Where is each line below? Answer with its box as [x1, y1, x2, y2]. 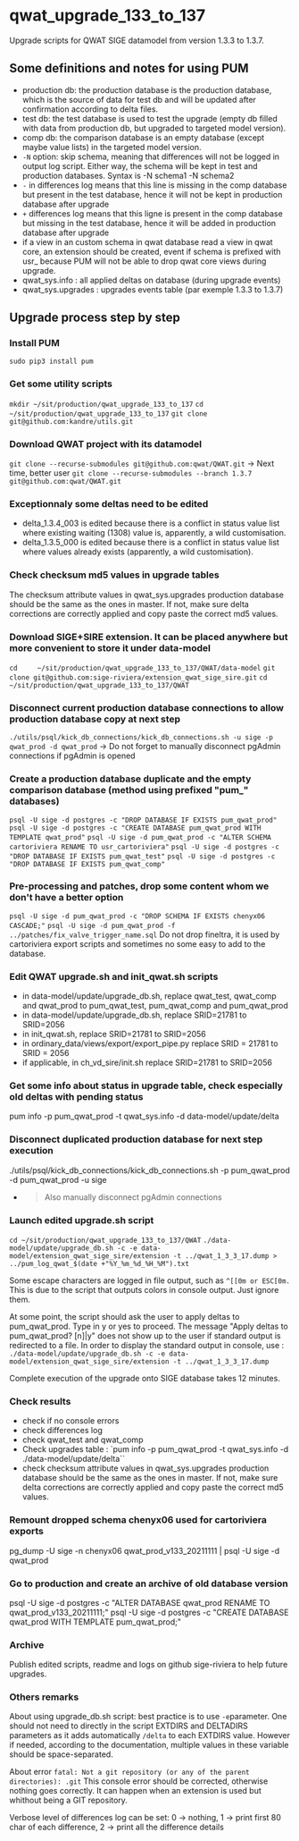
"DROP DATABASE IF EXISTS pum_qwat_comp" [9, 859, 166, 868]
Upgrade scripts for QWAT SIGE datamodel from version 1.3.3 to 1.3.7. [9, 35, 265, 46]
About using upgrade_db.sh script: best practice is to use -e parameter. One [9, 1711, 287, 1722]
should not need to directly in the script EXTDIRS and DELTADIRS [9, 1720, 248, 1731]
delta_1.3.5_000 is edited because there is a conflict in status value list [21, 537, 279, 548]
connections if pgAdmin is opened [9, 750, 136, 761]
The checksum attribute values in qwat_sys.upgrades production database [9, 589, 284, 600]
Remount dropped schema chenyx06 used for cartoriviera [9, 1514, 268, 1526]
